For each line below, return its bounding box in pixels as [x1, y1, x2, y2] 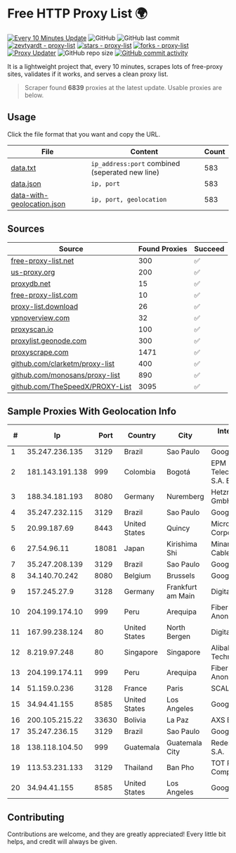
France [124, 683, 147, 693]
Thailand [124, 763, 153, 773]
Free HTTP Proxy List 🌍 [7, 6, 148, 22]
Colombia [124, 467, 156, 477]
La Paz [166, 715, 190, 725]
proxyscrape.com [11, 347, 69, 357]
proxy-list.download [11, 301, 79, 311]
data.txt [11, 163, 37, 172]
